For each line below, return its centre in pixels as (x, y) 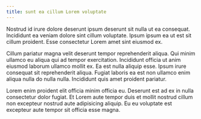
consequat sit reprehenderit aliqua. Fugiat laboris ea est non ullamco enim (98, 72)
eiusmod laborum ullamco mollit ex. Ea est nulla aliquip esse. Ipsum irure (96, 66)
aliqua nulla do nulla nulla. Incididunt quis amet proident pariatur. (87, 79)
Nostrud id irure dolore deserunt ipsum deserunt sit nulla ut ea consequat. (98, 29)
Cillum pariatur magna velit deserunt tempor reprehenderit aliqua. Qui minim (101, 53)
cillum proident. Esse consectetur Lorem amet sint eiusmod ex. (85, 41)
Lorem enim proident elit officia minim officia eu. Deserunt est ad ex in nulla (100, 90)
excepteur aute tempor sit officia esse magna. (63, 109)
